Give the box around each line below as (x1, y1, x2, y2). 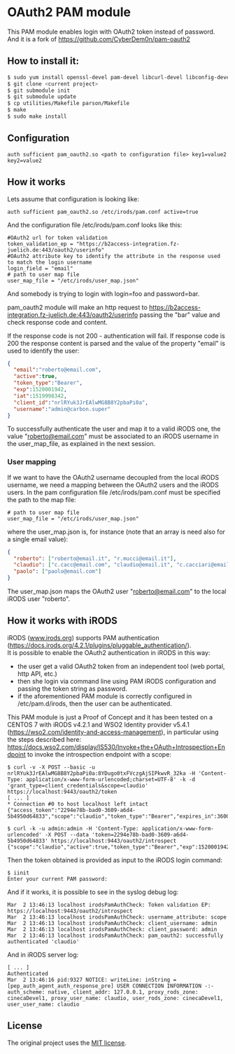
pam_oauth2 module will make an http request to (7, 303, 148, 311)
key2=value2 (7, 157, 42, 164)
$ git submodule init (7, 87, 71, 94)
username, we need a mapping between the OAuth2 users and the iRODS (7, 480, 219, 489)
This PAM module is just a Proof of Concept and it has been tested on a (7, 712, 213, 721)
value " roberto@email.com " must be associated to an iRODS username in (7, 432, 219, 440)
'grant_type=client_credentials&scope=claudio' (7, 782, 149, 789)
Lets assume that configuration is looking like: (7, 194, 140, 203)
